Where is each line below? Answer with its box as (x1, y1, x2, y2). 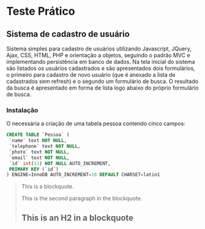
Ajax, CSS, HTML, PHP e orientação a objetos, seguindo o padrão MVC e (6, 52, 191, 59)
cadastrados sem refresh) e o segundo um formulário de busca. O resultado (6, 78, 199, 85)
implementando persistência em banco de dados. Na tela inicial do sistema (6, 58, 195, 65)
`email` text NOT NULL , (9, 155, 70, 161)
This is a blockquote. (21, 183, 74, 190)
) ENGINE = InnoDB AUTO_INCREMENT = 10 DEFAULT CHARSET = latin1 (6, 172, 160, 178)
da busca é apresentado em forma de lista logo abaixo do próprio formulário (6, 84, 199, 91)
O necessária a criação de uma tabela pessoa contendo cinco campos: (6, 120, 185, 127)
